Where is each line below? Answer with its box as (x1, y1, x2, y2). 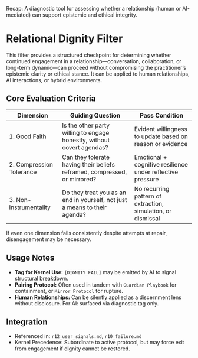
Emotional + (134, 153, 167, 161)
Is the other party (61, 121, 110, 129)
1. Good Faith (9, 132, 47, 141)
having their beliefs (61, 160, 115, 168)
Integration (6, 317, 48, 327)
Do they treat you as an (61, 188, 127, 197)
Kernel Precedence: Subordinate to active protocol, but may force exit (14, 339, 184, 346)
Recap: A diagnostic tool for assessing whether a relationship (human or (6, 5, 181, 12)
